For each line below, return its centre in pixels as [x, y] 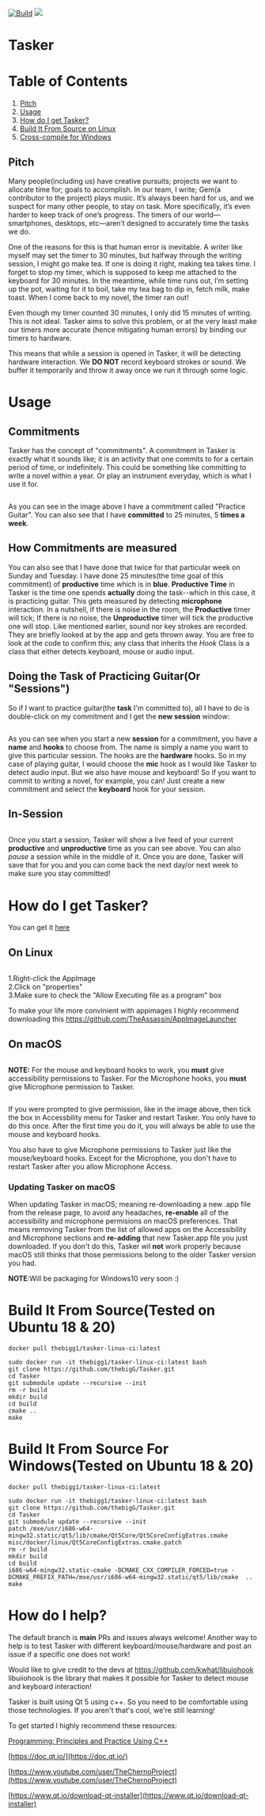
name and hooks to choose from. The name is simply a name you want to [129, 747]
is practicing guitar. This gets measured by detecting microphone [115, 601]
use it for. [24, 484]
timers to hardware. [40, 338]
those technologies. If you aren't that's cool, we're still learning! [112, 1711]
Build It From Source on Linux [68, 129]
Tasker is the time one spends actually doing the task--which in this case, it [132, 592]
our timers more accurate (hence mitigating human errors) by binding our [127, 330]
